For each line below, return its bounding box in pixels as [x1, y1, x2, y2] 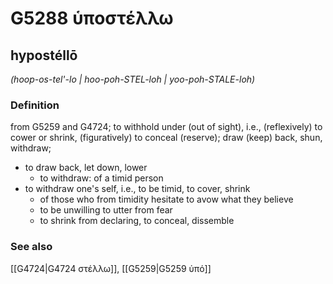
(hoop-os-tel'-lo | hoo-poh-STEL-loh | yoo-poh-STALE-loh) [10, 73, 256, 85]
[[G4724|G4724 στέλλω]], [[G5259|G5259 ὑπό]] [10, 262, 212, 274]
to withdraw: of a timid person [39, 172, 164, 184]
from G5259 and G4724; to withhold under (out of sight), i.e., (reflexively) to [10, 121, 323, 133]
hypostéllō [10, 47, 78, 64]
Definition [10, 98, 60, 112]
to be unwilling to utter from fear [39, 204, 173, 216]
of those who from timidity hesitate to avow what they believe [39, 193, 294, 206]
